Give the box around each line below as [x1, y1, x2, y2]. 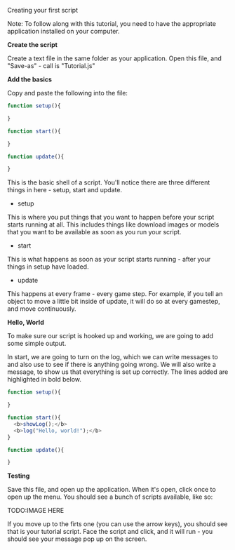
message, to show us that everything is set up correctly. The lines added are [7, 368, 229, 376]
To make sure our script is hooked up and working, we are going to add [7, 332, 214, 340]
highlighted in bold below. [7, 375, 82, 384]
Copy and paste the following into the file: [7, 89, 128, 97]
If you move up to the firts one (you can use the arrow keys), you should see [7, 520, 228, 528]
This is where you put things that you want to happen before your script [7, 213, 215, 222]
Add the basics [7, 75, 53, 83]
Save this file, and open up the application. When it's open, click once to [7, 485, 216, 494]
